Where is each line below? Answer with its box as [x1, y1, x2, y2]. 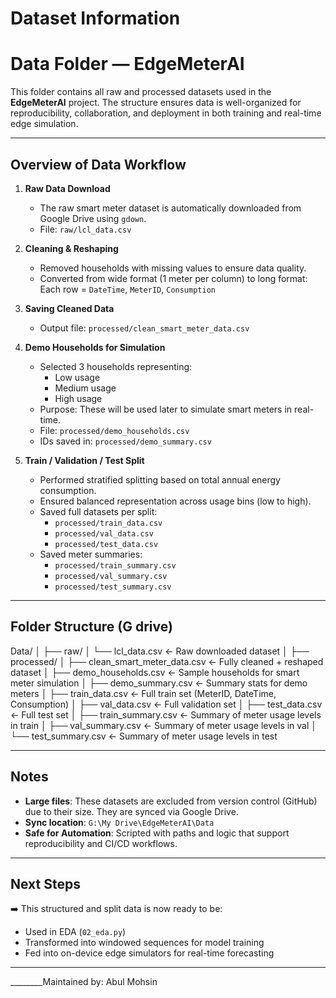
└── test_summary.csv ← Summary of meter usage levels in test [10, 730, 278, 742]
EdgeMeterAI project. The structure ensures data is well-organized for [10, 97, 302, 109]
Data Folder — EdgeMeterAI [10, 53, 245, 76]
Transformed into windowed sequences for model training [24, 937, 265, 949]
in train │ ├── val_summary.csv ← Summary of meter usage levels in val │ [10, 719, 318, 731]
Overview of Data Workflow [10, 156, 187, 173]
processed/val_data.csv [54, 528, 154, 539]
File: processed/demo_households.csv [39, 424, 190, 436]
